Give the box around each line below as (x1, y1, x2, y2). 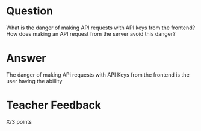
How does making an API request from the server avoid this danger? (6, 30, 176, 37)
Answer (6, 51, 46, 65)
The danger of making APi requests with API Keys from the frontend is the (6, 71, 190, 78)
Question (6, 4, 53, 18)
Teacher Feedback (6, 99, 101, 112)
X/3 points (6, 118, 32, 125)
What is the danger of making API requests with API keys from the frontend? (6, 24, 196, 31)
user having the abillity (6, 77, 63, 84)
